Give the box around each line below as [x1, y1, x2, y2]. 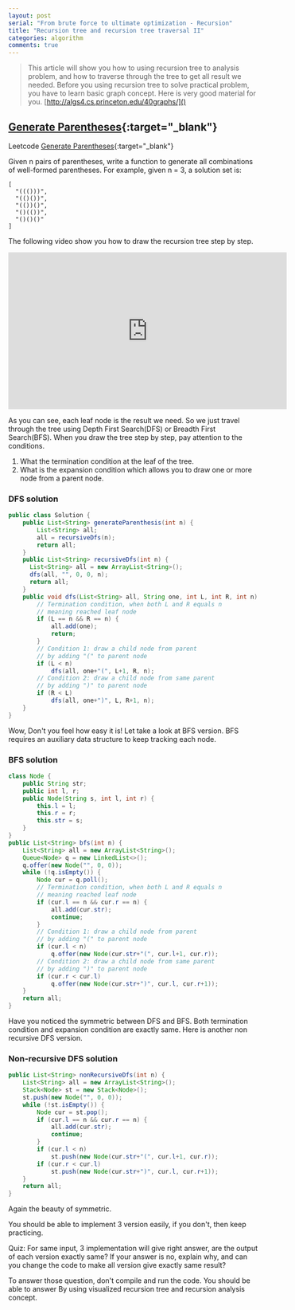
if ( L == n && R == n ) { [37, 615, 119, 623]
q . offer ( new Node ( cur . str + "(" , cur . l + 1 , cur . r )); [50, 950, 219, 959]
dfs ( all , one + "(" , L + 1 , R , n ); [50, 667, 155, 675]
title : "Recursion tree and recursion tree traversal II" [8, 26, 204, 34]
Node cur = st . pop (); [37, 1108, 109, 1116]
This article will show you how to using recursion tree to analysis [27, 63, 240, 73]
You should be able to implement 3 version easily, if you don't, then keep [8, 1220, 246, 1230]
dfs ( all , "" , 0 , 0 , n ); [29, 571, 109, 579]
